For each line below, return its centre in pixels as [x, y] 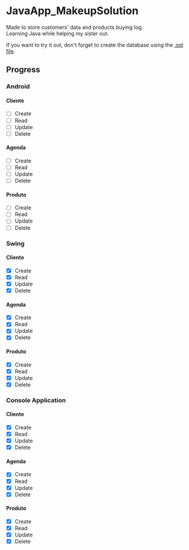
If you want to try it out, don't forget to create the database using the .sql [95, 45]
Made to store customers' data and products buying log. [75, 27]
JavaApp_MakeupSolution [72, 11]
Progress [23, 70]
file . [11, 51]
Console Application [36, 400]
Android [18, 87]
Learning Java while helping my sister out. [58, 33]
